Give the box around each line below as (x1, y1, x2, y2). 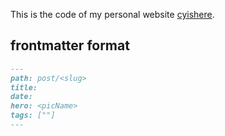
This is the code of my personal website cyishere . (10, 9, 215, 20)
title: (10, 82, 38, 93)
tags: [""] (10, 110, 56, 121)
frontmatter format (10, 37, 130, 54)
